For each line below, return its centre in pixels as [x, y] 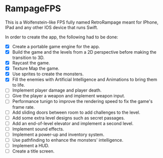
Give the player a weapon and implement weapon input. [68, 96]
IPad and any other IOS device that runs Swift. [52, 27]
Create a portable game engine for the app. [56, 46]
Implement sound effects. [38, 129]
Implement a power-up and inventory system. [58, 134]
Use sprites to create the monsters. [48, 74]
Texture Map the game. [36, 68]
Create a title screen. [33, 151]
